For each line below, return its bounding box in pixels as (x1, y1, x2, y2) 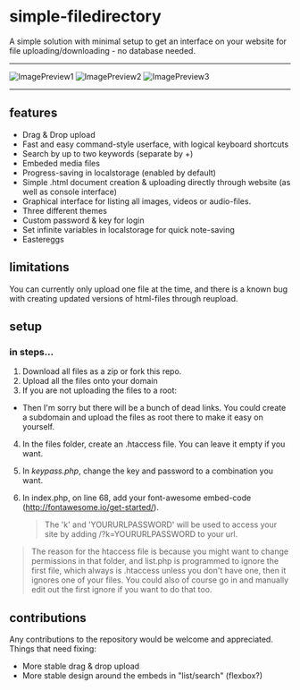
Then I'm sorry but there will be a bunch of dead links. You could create (21, 403, 287, 413)
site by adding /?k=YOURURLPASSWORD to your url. (44, 529, 238, 540)
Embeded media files (21, 158, 101, 168)
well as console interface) (21, 186, 118, 197)
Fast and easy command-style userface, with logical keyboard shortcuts (21, 139, 289, 149)
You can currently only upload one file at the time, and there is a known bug (9, 284, 288, 294)
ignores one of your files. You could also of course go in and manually (30, 575, 289, 585)
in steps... (9, 345, 54, 358)
